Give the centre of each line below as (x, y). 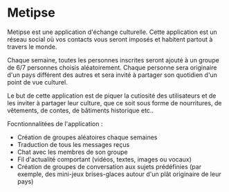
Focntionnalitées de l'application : (55, 123)
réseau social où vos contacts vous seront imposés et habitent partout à (110, 39)
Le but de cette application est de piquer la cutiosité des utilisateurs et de (112, 96)
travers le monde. (32, 46)
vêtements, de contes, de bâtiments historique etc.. (81, 110)
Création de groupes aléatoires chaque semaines (87, 137)
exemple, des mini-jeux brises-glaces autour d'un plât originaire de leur (119, 174)
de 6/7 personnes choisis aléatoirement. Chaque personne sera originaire (112, 67)
